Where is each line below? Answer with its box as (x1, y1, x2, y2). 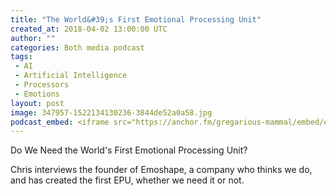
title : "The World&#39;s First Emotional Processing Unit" (10, 14, 262, 25)
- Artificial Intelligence (14, 71, 128, 81)
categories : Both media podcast (10, 42, 145, 53)
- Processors (14, 80, 70, 90)
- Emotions (14, 89, 60, 99)
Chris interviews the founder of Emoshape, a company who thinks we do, (10, 164, 313, 176)
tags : (10, 52, 33, 62)
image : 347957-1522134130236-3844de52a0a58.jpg (10, 107, 213, 118)
